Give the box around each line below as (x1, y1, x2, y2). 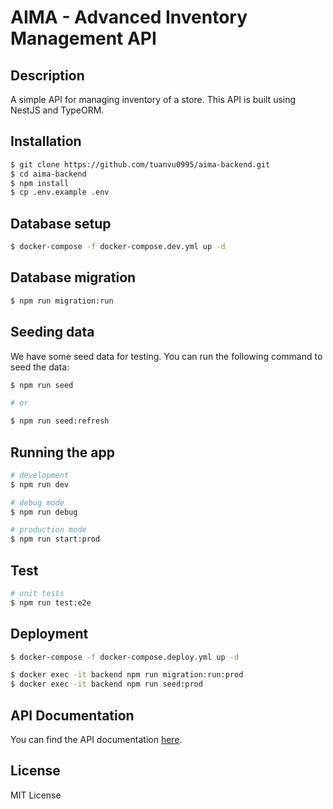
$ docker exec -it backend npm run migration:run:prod (10, 670, 244, 680)
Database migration (10, 269, 137, 286)
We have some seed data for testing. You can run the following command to (10, 350, 323, 362)
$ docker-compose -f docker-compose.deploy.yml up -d (10, 652, 240, 662)
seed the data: (10, 361, 70, 373)
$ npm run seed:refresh (10, 416, 110, 426)
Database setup (10, 215, 112, 232)
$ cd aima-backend (10, 169, 87, 179)
